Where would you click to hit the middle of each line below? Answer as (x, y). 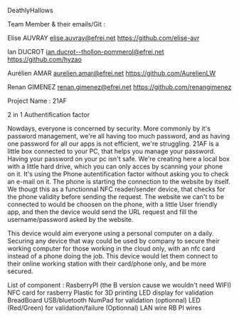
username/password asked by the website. (70, 219)
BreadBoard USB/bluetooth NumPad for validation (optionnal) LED (104, 300)
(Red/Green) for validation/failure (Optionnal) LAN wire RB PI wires (105, 308)
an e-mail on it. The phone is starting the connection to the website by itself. (119, 182)
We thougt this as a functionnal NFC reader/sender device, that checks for (116, 189)
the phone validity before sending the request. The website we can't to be (116, 197)
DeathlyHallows (30, 10)
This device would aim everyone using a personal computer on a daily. (111, 233)
